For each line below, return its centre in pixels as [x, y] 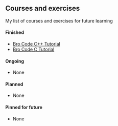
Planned [14, 84]
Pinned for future [24, 108]
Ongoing [15, 61]
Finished [15, 32]
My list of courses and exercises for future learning [59, 20]
